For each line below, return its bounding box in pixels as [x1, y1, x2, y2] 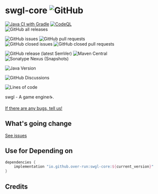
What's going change [5, 120, 72, 128]
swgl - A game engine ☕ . [5, 94, 55, 100]
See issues [5, 132, 27, 138]
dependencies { [5, 160, 36, 165]
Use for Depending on [5, 147, 73, 155]
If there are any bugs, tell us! [5, 105, 62, 111]
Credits [5, 182, 28, 191]
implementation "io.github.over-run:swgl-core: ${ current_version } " [14, 164, 154, 169]
